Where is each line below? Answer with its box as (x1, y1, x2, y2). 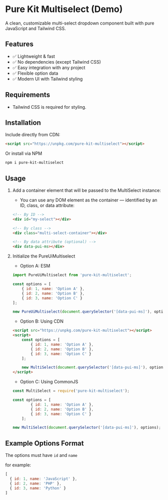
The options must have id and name (5, 452, 78, 458)
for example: (5, 462, 32, 468)
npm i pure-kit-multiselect (5, 160, 64, 165)
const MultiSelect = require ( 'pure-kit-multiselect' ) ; (12, 388, 130, 394)
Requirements (5, 91, 50, 99)
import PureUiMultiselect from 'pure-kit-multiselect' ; (12, 273, 132, 278)
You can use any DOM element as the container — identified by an (20, 197, 157, 203)
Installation (5, 118, 41, 127)
